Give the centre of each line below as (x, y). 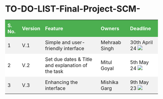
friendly (54, 48)
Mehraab (111, 42)
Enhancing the (61, 82)
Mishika (110, 82)
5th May (139, 62)
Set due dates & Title (69, 59)
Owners (110, 28)
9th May (139, 82)
